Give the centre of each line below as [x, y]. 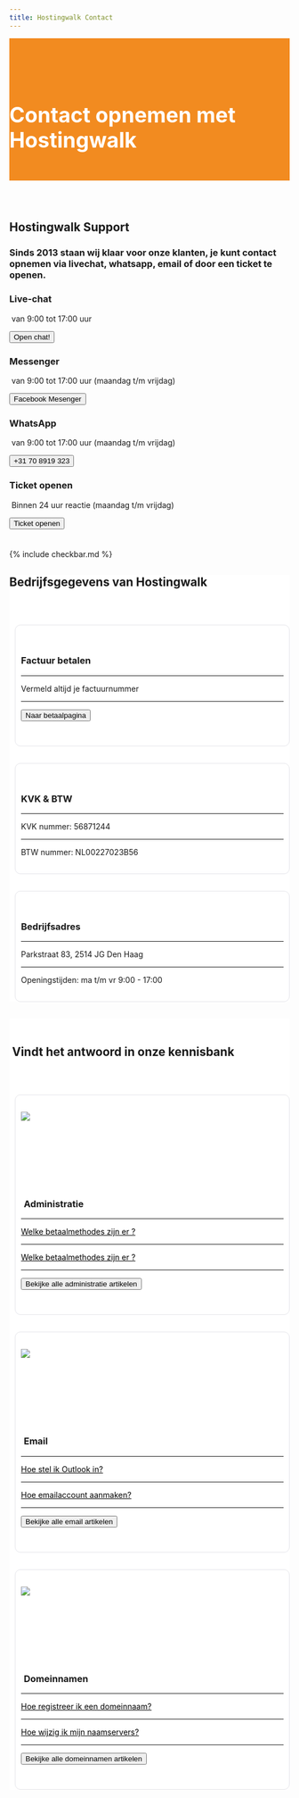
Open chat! [32, 337]
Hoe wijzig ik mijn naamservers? [80, 1732]
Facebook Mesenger [48, 399]
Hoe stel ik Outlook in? [62, 1469]
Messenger [34, 361]
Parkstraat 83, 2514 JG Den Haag [82, 954]
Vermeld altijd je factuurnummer [80, 688]
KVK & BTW [47, 798]
